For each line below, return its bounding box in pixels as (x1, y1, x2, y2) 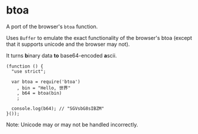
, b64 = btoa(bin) (17, 90, 62, 96)
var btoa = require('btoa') (11, 79, 81, 85)
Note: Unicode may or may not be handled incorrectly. (6, 121, 138, 128)
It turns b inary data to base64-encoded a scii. (6, 52, 117, 59)
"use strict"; (11, 68, 46, 74)
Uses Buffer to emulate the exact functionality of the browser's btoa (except (6, 34, 192, 41)
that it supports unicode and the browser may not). (6, 41, 130, 48)
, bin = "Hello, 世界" (17, 85, 71, 91)
